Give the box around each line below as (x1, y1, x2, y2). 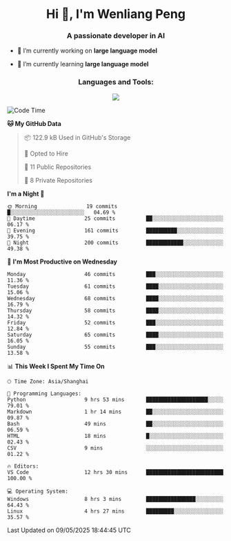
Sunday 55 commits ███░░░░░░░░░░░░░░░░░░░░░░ (7, 343, 224, 350)
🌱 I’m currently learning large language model (17, 60, 149, 68)
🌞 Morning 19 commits (7, 203, 118, 210)
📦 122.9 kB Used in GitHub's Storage (23, 133, 131, 141)
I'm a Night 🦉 (7, 190, 45, 198)
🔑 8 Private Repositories (23, 176, 93, 184)
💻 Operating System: (7, 488, 69, 495)
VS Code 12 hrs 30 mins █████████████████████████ (7, 468, 224, 476)
